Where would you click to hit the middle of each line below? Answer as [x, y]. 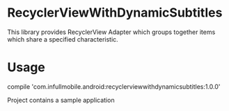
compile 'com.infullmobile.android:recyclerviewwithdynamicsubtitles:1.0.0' [114, 86]
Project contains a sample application [61, 100]
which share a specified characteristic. [63, 39]
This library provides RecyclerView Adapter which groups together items [111, 32]
